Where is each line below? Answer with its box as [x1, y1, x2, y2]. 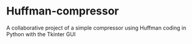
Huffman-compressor [6, 4, 119, 18]
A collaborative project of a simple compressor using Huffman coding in [6, 24, 187, 31]
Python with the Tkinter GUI [6, 30, 76, 37]
